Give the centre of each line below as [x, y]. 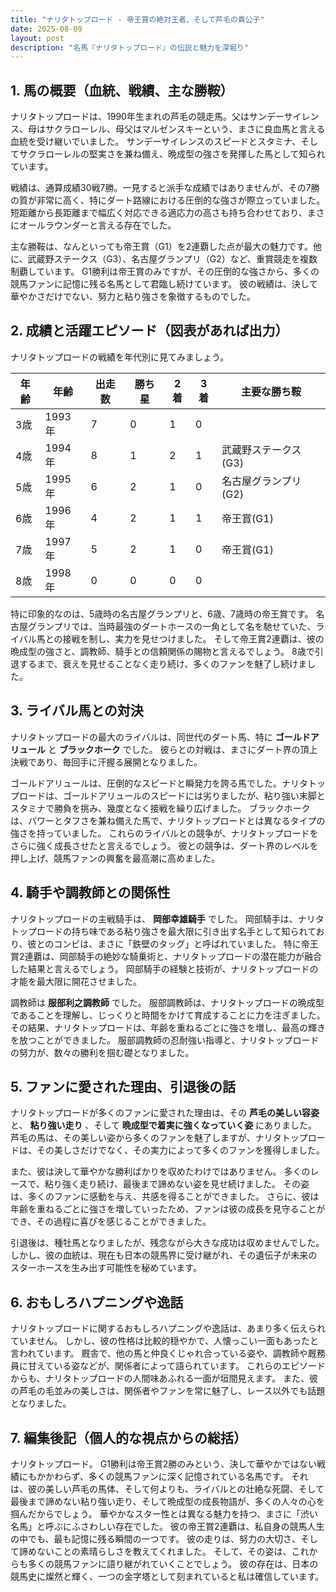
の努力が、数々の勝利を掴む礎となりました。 [102, 1052]
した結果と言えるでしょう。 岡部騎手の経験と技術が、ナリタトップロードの [164, 968]
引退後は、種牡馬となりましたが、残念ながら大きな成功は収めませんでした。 [167, 1243]
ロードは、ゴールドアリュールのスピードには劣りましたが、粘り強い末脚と [172, 795]
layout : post [37, 38]
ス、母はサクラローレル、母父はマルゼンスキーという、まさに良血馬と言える [168, 129]
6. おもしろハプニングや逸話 [97, 1302]
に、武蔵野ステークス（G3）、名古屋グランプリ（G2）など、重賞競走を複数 [164, 259]
